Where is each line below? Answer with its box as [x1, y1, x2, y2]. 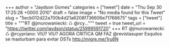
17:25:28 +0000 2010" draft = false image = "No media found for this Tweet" [5, 9, 165, 15]
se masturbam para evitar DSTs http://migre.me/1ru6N [5, 36, 119, 42]
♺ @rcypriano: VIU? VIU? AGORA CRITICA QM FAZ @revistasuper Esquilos [5, 31, 162, 36]
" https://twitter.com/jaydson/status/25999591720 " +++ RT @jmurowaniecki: [5, 25, 165, 31]
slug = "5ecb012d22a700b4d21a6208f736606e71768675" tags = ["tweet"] [5, 15, 162, 20]
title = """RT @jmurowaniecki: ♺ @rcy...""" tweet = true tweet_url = [5, 20, 146, 26]
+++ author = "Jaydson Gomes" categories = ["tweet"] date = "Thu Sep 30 [5, 4, 162, 10]
